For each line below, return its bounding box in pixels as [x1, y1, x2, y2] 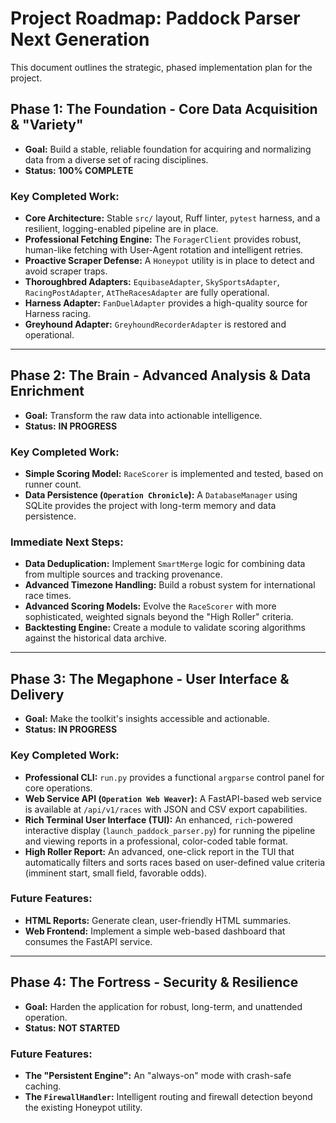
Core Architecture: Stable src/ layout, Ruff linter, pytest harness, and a [24, 212, 321, 224]
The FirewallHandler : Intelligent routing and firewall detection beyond [24, 1090, 313, 1102]
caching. [24, 1080, 62, 1092]
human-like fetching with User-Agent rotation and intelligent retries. [24, 244, 304, 256]
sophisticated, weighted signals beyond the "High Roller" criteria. [24, 611, 294, 623]
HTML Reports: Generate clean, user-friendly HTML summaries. [24, 914, 292, 926]
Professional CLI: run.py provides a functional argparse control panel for [24, 771, 325, 783]
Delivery [10, 686, 65, 703]
